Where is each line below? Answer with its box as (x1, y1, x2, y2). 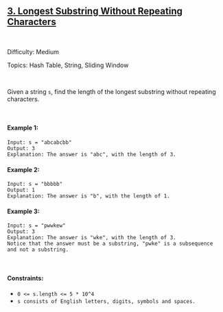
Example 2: (7, 165, 40, 173)
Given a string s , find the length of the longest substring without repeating (7, 87, 216, 95)
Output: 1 (7, 187, 36, 194)
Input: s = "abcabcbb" (7, 139, 72, 146)
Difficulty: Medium (7, 47, 60, 56)
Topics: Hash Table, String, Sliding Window (7, 61, 129, 69)
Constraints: (7, 274, 44, 283)
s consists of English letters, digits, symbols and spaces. (16, 298, 196, 304)
